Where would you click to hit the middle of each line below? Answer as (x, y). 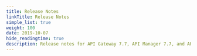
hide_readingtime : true (35, 38)
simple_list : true (28, 22)
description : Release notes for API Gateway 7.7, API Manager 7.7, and (95, 44)
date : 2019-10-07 (27, 33)
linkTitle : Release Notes (38, 17)
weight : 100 (21, 28)
